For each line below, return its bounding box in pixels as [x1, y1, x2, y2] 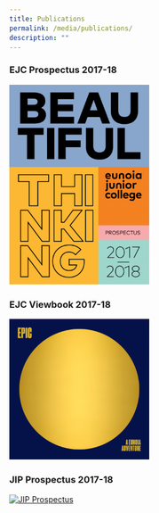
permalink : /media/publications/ [9, 23, 133, 33]
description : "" [9, 33, 69, 42]
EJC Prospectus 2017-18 [9, 63, 117, 76]
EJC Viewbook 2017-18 [9, 298, 111, 310]
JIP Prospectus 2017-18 [9, 474, 114, 486]
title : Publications [9, 14, 86, 23]
